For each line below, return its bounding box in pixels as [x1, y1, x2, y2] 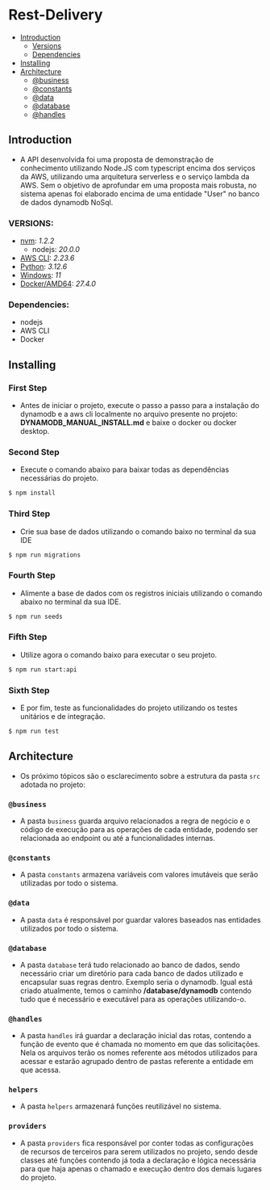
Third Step [8, 508, 51, 519]
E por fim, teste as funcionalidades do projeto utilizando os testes [19, 703, 238, 713]
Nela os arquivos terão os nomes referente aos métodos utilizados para [19, 1048, 258, 1058]
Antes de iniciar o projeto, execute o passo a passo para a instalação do [19, 401, 260, 410]
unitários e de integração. [19, 712, 106, 721]
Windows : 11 [19, 271, 62, 280]
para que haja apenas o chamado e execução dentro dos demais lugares [19, 1163, 262, 1173]
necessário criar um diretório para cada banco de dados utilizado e [19, 968, 243, 978]
